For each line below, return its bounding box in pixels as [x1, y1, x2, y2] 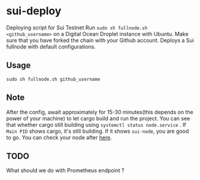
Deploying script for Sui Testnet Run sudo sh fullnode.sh [6, 24, 148, 31]
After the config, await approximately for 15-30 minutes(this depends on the [6, 108, 193, 115]
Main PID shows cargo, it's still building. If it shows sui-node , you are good [6, 127, 189, 135]
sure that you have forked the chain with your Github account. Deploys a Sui [6, 36, 195, 44]
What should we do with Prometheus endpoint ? [6, 167, 125, 174]
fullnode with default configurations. [6, 43, 96, 50]
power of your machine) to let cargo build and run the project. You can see [6, 115, 190, 122]
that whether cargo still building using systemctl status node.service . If [6, 121, 187, 128]
